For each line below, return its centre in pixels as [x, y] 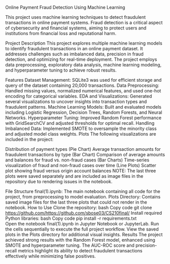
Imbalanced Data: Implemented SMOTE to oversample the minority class [81, 128]
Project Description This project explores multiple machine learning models [84, 43]
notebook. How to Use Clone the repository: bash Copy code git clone [79, 207]
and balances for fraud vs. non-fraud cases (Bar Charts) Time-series [77, 160]
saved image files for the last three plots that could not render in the [76, 202]
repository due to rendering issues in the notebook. [59, 181]
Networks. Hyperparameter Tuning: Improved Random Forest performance [83, 118]
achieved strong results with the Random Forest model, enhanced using [80, 240]
